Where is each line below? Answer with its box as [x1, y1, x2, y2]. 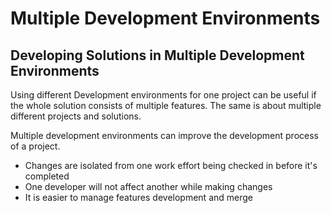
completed [24, 170, 70, 182]
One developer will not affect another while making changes [24, 181, 273, 192]
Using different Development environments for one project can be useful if [10, 89, 317, 101]
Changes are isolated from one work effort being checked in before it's [24, 160, 318, 171]
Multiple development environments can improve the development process [10, 130, 319, 141]
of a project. [10, 140, 61, 152]
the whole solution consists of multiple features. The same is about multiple [10, 100, 322, 111]
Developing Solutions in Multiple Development [10, 47, 305, 64]
